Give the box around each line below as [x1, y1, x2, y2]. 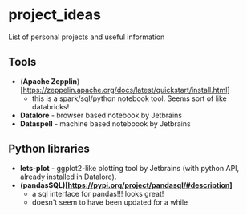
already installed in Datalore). [19, 172, 117, 181]
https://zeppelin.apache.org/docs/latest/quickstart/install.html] [22, 85, 230, 94]
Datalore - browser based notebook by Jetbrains [19, 110, 183, 120]
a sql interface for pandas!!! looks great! [31, 189, 164, 198]
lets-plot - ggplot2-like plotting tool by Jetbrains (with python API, [19, 163, 240, 173]
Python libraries [8, 142, 91, 156]
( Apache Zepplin [19, 76, 78, 86]
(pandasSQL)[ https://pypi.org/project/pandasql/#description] [19, 180, 233, 189]
